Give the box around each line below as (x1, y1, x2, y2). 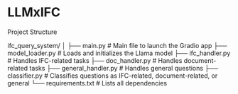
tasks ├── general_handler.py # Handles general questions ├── (29, 64, 219, 72)
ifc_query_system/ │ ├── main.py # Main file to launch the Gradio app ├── (7, 41, 227, 49)
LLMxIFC (7, 4, 60, 20)
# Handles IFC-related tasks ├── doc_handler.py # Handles (7, 56, 183, 64)
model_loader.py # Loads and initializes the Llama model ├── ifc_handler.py (7, 49, 231, 57)
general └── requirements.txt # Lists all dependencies (7, 78, 168, 87)
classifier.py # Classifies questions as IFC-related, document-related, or (7, 71, 218, 80)
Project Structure (7, 28, 58, 36)
